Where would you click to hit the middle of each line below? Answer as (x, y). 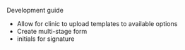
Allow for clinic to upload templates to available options (97, 24)
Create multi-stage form (52, 31)
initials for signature (46, 39)
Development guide (35, 10)
